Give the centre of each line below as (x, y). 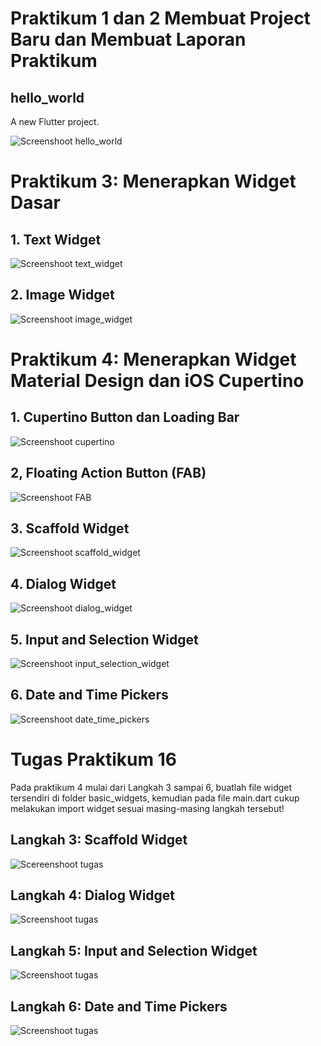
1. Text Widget (56, 239)
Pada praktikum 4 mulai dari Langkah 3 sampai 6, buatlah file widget (151, 787)
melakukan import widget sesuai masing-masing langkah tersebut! (147, 808)
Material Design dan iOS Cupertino (157, 381)
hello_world (47, 97)
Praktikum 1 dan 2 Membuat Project (160, 18)
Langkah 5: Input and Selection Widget (134, 950)
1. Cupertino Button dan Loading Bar (125, 417)
